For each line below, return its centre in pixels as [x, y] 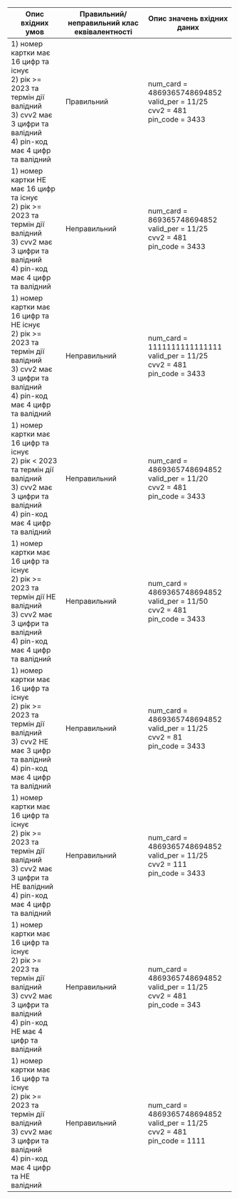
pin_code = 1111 [177, 1141]
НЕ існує [26, 325]
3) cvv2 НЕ [30, 741]
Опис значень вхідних [188, 18]
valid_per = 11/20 [178, 478]
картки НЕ [29, 180]
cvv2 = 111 [168, 864]
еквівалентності [103, 32]
